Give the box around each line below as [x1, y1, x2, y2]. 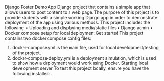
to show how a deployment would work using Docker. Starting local [12, 61, 148, 66]
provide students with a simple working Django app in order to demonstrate [5, 15, 158, 20]
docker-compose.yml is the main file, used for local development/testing [12, 45, 159, 50]
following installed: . [12, 71, 53, 76]
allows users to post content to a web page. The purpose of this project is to [5, 9, 159, 15]
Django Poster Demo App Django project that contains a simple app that [5, 4, 150, 10]
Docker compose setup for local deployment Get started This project [5, 30, 144, 36]
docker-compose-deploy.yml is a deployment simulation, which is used [12, 55, 156, 61]
